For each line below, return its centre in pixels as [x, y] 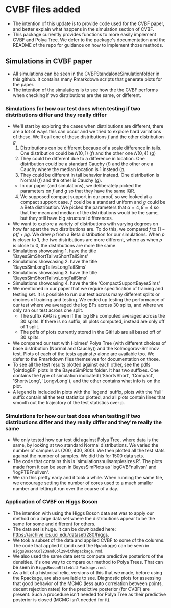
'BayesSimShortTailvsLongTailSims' [50, 278]
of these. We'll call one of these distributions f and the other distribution [88, 137]
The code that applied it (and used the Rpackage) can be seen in [81, 545]
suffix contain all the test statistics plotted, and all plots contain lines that [89, 397]
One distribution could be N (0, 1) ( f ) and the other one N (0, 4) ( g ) [88, 153]
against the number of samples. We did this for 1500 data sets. [78, 456]
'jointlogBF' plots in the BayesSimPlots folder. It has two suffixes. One [86, 370]
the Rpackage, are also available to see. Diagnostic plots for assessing [87, 578]
